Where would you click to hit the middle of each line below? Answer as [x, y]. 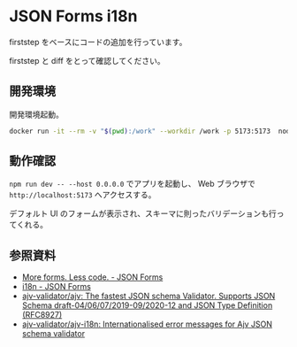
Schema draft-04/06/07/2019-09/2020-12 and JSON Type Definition [147, 305]
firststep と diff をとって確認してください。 [87, 60]
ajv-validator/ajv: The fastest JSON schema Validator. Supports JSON [148, 296]
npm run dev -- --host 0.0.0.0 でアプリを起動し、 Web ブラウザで [133, 184]
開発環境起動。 [36, 114]
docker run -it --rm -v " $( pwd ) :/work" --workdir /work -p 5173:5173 [140, 131]
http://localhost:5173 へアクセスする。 [83, 195]
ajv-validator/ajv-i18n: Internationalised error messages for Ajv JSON [147, 324]
